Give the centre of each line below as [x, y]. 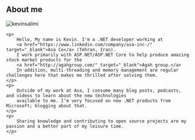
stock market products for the [44, 60]
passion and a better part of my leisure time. [65, 126]
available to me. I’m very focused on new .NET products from [94, 101]
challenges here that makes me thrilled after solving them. [82, 75]
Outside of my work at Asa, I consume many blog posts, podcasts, [99, 90]
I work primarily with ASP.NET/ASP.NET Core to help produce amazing [103, 55]
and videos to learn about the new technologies [66, 96]
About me [24, 10]
